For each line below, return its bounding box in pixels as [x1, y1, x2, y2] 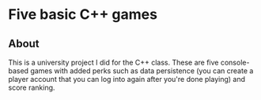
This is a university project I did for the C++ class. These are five [8, 57, 219, 67]
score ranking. [8, 83, 55, 92]
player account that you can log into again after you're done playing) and [8, 75, 246, 83]
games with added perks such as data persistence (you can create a [30, 66, 254, 76]
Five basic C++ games [8, 6, 158, 24]
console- [220, 57, 250, 67]
